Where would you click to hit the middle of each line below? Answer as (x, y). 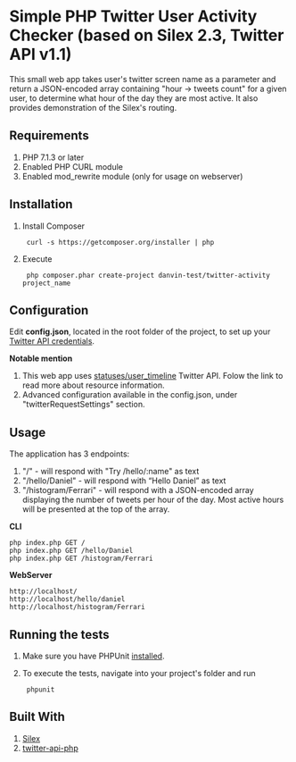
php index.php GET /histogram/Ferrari (81, 559)
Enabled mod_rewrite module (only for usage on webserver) (132, 176)
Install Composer (53, 226)
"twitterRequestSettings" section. (83, 405)
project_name (46, 283)
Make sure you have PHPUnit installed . (93, 656)
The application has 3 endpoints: (70, 454)
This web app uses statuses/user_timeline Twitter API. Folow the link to (152, 376)
